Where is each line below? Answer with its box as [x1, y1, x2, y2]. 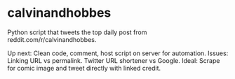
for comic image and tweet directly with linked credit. [7, 64, 161, 72]
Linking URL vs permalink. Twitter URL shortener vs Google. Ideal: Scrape [7, 56, 220, 64]
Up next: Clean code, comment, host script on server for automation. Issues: [7, 49, 229, 57]
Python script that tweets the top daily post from [7, 28, 147, 36]
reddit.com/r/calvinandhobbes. [7, 35, 97, 43]
